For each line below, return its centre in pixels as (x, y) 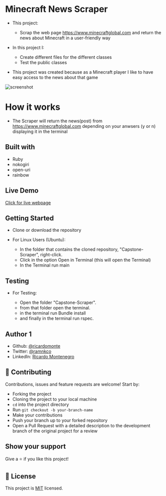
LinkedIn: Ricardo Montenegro (43, 356)
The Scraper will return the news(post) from (57, 121)
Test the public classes (43, 62)
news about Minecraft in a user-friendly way (65, 38)
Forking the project (32, 394)
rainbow (21, 175)
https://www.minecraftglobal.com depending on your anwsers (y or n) (84, 126)
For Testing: (25, 293)
